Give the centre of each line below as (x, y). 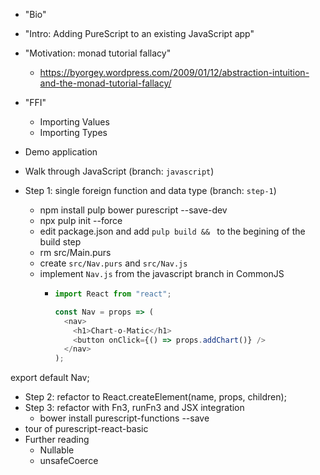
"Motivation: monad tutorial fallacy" (98, 53)
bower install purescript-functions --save (124, 418)
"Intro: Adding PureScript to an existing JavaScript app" (139, 33)
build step (60, 242)
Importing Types (73, 132)
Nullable (57, 450)
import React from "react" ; (113, 294)
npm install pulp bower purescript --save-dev (133, 210)
